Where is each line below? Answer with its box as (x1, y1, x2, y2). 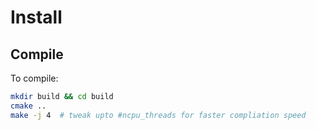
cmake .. (10, 101, 47, 111)
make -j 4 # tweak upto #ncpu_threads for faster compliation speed (10, 110, 307, 120)
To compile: (10, 72, 59, 84)
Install (10, 6, 63, 29)
